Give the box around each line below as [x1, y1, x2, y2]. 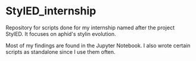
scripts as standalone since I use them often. [5, 48, 116, 55]
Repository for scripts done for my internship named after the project [5, 24, 175, 31]
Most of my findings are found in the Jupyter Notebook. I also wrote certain [5, 42, 191, 49]
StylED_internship [5, 4, 97, 18]
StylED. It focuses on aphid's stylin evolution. [5, 30, 117, 37]
